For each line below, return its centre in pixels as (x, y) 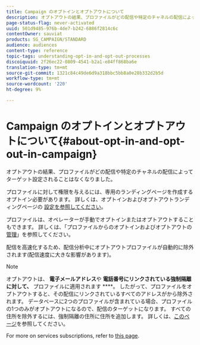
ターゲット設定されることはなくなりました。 (61, 179)
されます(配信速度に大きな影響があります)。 (60, 254)
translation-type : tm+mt (37, 67)
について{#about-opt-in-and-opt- (101, 141)
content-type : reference (37, 51)
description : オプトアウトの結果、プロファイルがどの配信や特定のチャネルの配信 (94, 17)
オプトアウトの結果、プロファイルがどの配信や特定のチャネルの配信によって (100, 172)
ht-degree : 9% (24, 90)
